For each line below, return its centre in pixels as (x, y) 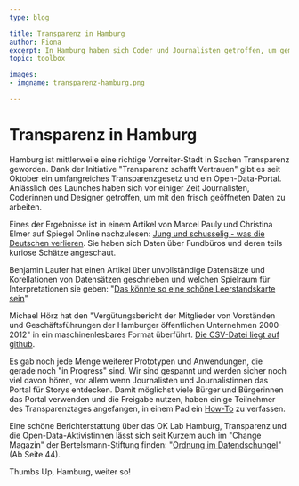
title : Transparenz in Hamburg (67, 33)
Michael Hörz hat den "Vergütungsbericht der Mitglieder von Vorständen (142, 315)
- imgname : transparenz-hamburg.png (77, 83)
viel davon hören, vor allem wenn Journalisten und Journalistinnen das (139, 380)
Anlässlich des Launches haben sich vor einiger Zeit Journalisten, (129, 187)
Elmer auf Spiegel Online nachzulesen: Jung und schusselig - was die (137, 234)
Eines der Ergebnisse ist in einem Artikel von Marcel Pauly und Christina (141, 224)
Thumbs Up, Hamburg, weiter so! (70, 471)
